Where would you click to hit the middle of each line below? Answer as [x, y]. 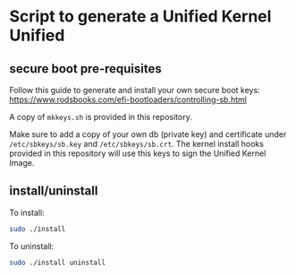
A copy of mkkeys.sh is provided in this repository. [101, 117]
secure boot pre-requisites [86, 69]
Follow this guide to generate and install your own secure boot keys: [135, 90]
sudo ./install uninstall [57, 262]
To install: [27, 212]
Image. [22, 163]
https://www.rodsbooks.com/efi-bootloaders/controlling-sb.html [128, 99]
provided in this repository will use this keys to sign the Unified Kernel [138, 153]
